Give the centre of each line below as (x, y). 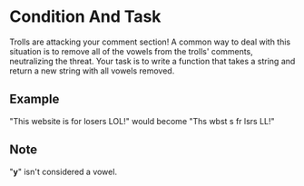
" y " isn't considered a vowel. (64, 171)
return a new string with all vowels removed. (92, 71)
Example (34, 99)
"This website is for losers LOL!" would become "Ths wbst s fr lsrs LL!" (142, 121)
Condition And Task (85, 17)
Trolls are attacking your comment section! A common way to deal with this (150, 42)
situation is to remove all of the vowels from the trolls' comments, (132, 51)
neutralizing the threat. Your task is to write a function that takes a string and (152, 61)
